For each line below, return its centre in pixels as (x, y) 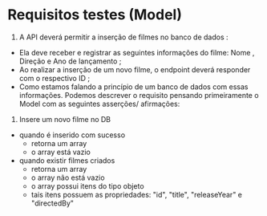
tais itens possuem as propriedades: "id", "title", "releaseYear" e (136, 194)
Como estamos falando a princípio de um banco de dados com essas (133, 87)
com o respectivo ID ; (54, 78)
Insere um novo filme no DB (65, 119)
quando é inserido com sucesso (72, 135)
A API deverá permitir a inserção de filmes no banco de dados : (124, 37)
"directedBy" (52, 203)
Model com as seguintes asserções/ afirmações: (99, 104)
